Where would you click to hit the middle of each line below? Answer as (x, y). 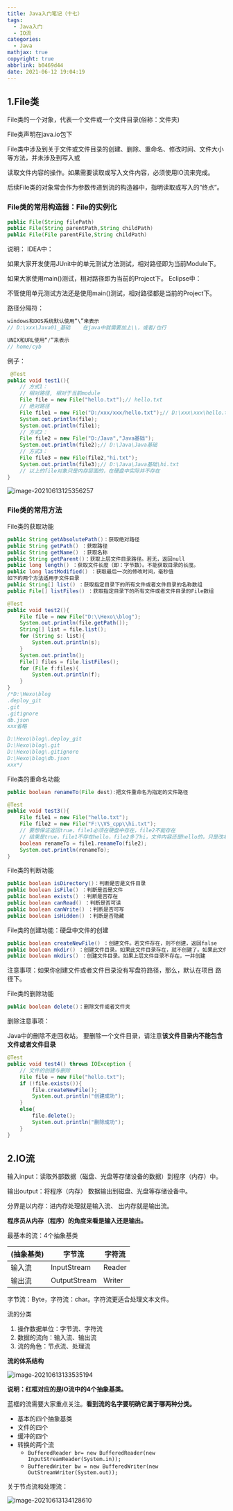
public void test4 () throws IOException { (69, 1064)
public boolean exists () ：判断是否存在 (63, 897)
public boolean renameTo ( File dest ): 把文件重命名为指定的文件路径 (98, 792)
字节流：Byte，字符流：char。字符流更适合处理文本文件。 (90, 1299)
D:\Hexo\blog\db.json (38, 758)
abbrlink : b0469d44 (35, 65)
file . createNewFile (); (65, 1090)
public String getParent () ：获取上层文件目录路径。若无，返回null (96, 559)
